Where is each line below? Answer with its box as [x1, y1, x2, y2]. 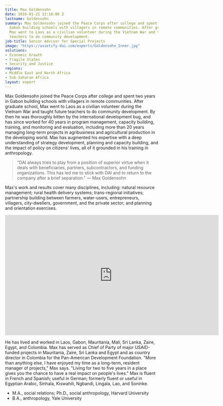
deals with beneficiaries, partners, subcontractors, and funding [17, 164, 144, 171]
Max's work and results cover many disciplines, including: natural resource [5, 184, 155, 190]
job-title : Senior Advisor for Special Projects [5, 39, 105, 44]
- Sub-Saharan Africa [5, 75, 49, 80]
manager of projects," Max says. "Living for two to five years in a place [5, 365, 147, 371]
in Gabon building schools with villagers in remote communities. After [5, 98, 144, 104]
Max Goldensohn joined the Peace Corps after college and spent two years [5, 93, 155, 99]
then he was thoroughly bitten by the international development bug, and [5, 114, 151, 119]
